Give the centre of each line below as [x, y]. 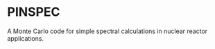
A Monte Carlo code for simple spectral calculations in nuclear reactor [108, 31]
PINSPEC [34, 12]
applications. [25, 38]
